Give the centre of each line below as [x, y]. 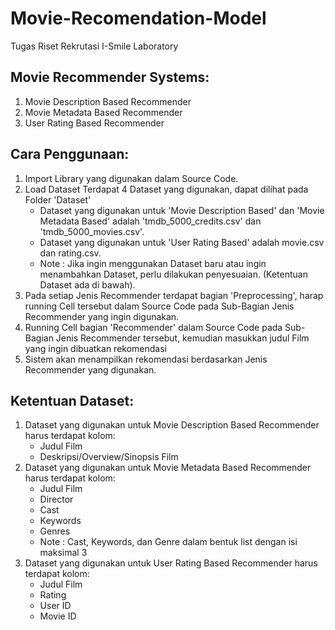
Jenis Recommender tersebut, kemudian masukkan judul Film [182, 338]
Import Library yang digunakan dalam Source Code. [131, 178]
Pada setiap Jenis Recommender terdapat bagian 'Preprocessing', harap [174, 295]
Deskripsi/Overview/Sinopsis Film [109, 457]
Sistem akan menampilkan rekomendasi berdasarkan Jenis [146, 359]
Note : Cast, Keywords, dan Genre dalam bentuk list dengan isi [168, 542]
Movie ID [58, 616]
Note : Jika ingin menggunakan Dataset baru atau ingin [153, 263]
